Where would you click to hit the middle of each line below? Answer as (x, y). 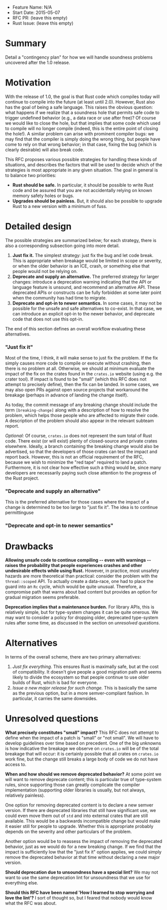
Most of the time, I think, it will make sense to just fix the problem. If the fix (82, 358)
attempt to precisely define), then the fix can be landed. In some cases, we (82, 384)
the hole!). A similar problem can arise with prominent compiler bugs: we (80, 133)
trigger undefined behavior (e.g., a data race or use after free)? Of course (81, 117)
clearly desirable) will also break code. (45, 149)
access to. (16, 764)
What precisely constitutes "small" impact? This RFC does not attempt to (82, 732)
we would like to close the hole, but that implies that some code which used (83, 123)
